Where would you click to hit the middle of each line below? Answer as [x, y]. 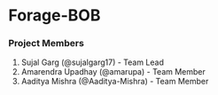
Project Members [47, 44]
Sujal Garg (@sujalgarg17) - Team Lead [93, 62]
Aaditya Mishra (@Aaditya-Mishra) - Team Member [115, 82]
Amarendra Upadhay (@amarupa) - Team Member [113, 72]
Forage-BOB [54, 16]
